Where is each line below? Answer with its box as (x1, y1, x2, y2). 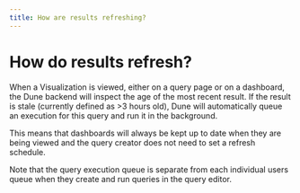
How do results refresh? (9, 51, 193, 72)
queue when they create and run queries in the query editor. (9, 173, 232, 184)
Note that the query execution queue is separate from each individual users (9, 163, 289, 175)
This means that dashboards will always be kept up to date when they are (9, 127, 281, 138)
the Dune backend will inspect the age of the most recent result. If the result (9, 91, 292, 101)
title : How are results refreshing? (9, 13, 146, 22)
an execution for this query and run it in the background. (9, 110, 218, 121)
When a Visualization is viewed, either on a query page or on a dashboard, (9, 82, 286, 92)
